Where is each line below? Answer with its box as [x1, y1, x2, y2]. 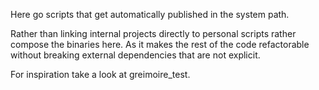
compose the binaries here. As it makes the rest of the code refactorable [10, 39, 310, 50]
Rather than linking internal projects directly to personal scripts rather [10, 28, 297, 39]
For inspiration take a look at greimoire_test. [10, 69, 191, 80]
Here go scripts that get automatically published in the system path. [10, 9, 290, 20]
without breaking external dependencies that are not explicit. [10, 49, 261, 61]
